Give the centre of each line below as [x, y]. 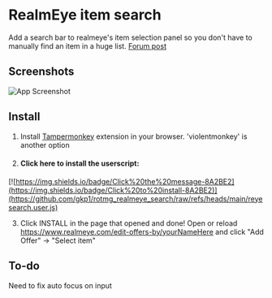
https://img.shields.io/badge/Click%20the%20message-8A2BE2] [125, 181]
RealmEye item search [85, 15]
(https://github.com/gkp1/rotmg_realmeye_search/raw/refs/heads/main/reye [136, 199]
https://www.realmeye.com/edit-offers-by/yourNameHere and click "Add [142, 231]
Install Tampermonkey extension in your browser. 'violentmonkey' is [134, 136]
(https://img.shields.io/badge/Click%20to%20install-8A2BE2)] [113, 190]
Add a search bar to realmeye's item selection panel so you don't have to [131, 37]
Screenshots [41, 72]
